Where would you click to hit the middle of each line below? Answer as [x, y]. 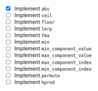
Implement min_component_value [53, 48]
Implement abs [32, 9]
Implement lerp [33, 28]
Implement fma [32, 35]
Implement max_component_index [53, 62]
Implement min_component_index [53, 69]
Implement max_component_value [53, 55]
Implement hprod [34, 82]
